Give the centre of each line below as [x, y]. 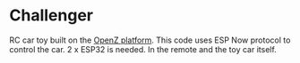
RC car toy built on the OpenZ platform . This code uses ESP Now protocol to [150, 40]
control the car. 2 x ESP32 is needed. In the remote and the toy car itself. [143, 49]
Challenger [51, 16]
